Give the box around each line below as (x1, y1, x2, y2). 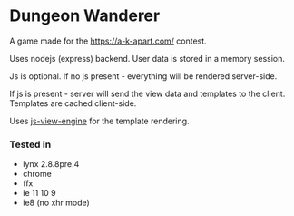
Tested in (9, 138, 52, 151)
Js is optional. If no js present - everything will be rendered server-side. (9, 70, 278, 82)
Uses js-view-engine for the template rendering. (9, 115, 190, 126)
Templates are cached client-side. (9, 97, 137, 109)
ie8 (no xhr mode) (22, 197, 91, 209)
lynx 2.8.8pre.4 (22, 159, 80, 170)
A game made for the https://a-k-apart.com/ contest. (9, 35, 207, 46)
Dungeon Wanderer (9, 5, 161, 26)
